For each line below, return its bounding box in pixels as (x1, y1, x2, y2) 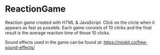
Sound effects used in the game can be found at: (5, 39, 103, 45)
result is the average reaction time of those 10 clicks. (5, 30, 111, 36)
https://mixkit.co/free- (103, 39, 148, 45)
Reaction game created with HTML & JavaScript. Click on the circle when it (5, 19, 155, 25)
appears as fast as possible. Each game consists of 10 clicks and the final (5, 24, 152, 30)
